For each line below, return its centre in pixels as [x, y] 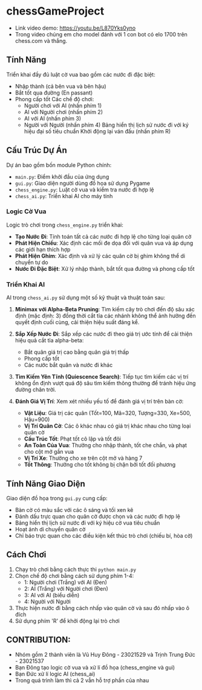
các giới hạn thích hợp [43, 249]
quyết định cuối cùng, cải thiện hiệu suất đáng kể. [77, 322]
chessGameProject [55, 11]
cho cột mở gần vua [49, 452]
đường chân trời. [35, 390]
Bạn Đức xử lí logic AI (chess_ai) [55, 674]
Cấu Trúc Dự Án [37, 151]
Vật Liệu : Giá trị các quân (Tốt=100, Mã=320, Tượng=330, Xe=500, [108, 413]
